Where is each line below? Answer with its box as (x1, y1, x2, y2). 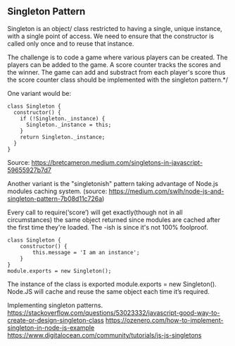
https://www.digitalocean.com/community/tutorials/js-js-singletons (7, 330, 202, 339)
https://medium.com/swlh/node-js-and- (108, 187, 224, 195)
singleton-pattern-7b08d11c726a (7, 194, 103, 203)
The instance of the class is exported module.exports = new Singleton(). (7, 280, 217, 288)
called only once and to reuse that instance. (7, 39, 134, 48)
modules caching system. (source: (7, 187, 108, 195)
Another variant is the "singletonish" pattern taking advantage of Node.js (7, 179, 219, 187)
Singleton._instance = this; (25, 121, 112, 128)
